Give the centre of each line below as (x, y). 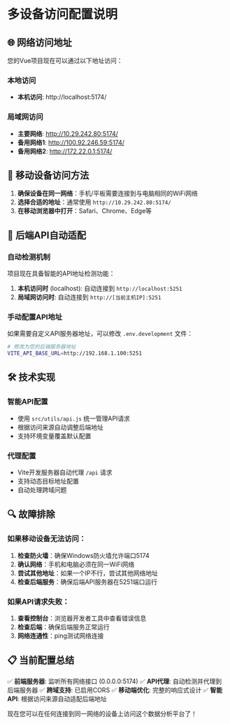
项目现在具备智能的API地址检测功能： (61, 273)
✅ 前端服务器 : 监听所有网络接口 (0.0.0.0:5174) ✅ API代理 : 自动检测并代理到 (115, 681)
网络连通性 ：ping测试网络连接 (60, 636)
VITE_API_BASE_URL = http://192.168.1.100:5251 (74, 354)
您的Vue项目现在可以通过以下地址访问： (65, 61)
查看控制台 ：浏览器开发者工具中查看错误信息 (82, 618)
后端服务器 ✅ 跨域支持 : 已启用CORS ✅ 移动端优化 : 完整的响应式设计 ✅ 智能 (115, 690)
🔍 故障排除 (31, 514)
